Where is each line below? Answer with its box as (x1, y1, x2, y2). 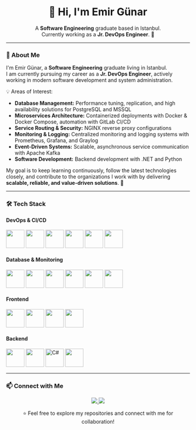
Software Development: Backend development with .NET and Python (14, 156, 183, 163)
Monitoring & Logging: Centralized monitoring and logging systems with (14, 131, 190, 138)
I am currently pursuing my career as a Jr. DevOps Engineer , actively (6, 70, 173, 78)
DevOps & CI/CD (6, 216, 47, 223)
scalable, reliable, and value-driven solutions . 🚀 (6, 180, 124, 187)
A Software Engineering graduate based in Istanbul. (34, 25, 162, 32)
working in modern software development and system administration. (6, 77, 173, 84)
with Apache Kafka (14, 149, 61, 157)
